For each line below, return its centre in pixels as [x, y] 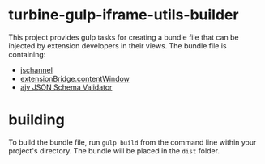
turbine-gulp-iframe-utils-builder [124, 15]
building [36, 120]
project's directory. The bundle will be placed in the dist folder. [114, 150]
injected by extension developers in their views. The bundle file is [118, 45]
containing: [27, 54]
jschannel [36, 69]
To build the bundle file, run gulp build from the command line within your [132, 142]
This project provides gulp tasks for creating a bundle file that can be [124, 37]
